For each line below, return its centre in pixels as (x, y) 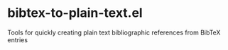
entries (18, 39)
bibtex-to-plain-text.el (75, 13)
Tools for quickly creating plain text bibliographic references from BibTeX (114, 32)
